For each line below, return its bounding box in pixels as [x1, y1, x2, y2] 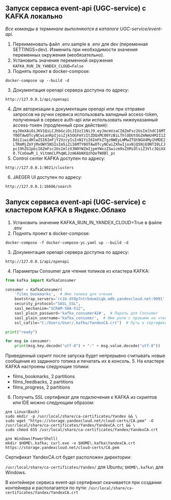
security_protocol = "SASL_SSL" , [14, 301, 81, 306]
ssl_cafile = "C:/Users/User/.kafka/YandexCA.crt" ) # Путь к [14, 320, 145, 325]
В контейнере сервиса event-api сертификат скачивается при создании [5, 480, 162, 486]
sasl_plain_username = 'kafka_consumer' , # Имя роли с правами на [14, 315, 156, 321]
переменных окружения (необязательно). [12, 52, 104, 58]
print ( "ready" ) [5, 329, 38, 335]
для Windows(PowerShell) [5, 436, 58, 441]
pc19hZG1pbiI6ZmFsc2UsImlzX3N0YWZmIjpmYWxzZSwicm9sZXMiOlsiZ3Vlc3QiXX [12, 146, 166, 151]
